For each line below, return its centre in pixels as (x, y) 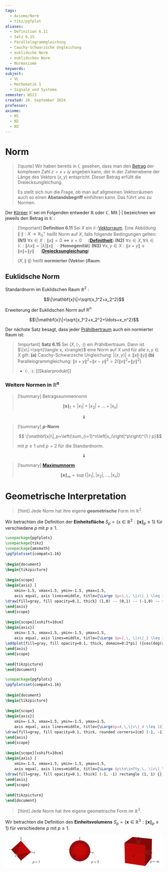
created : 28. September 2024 (35, 100)
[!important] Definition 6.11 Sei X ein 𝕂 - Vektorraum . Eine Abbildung (86, 228)
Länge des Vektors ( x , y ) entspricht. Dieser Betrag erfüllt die (79, 177)
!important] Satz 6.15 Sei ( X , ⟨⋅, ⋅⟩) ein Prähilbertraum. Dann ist (81, 344)
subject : (14, 74)
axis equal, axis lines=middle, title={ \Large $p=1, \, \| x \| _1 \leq (87, 596)
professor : (16, 105)
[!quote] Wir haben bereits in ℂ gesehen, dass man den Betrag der (85, 166)
